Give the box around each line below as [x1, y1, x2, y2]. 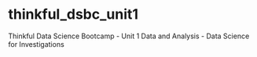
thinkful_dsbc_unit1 [8, 5, 139, 23]
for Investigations [8, 39, 64, 48]
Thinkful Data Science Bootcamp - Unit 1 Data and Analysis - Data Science [8, 31, 250, 41]
